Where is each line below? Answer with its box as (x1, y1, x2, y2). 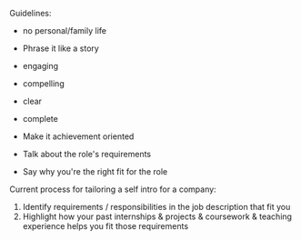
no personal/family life (22, 25, 107, 35)
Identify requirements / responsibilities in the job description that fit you (22, 202, 291, 212)
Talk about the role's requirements (22, 149, 152, 159)
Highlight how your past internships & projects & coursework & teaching (22, 211, 293, 222)
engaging (22, 61, 59, 71)
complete (22, 114, 59, 124)
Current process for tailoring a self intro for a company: (9, 184, 216, 195)
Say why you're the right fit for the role (22, 166, 168, 176)
